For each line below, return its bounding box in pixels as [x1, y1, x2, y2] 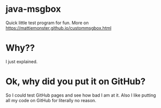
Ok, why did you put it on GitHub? [5, 76, 146, 87]
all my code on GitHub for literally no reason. [5, 97, 97, 103]
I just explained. [5, 58, 38, 65]
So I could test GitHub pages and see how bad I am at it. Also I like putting [5, 92, 156, 98]
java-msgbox [5, 3, 61, 15]
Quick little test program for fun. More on [5, 20, 89, 26]
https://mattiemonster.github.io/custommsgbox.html [5, 25, 112, 31]
